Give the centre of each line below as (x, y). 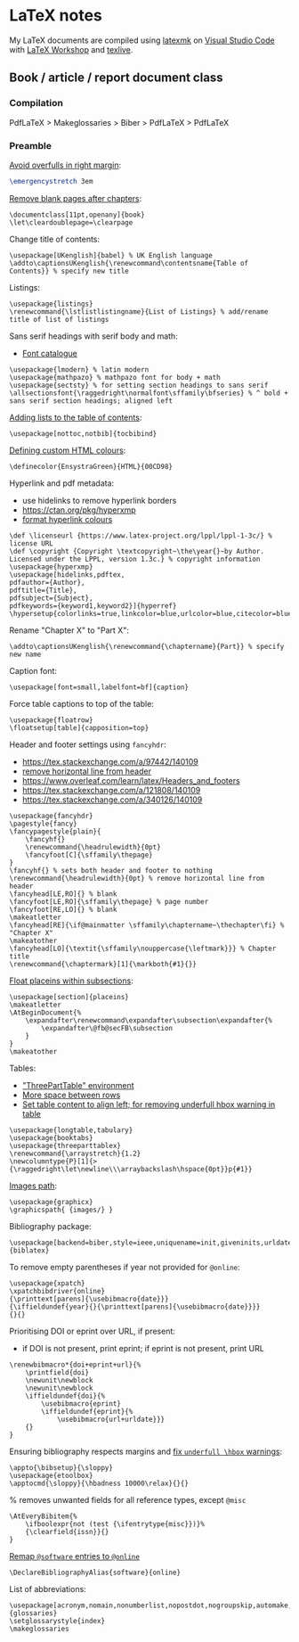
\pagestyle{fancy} (43, 824)
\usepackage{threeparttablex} (65, 1145)
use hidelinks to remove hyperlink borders (99, 500)
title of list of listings (59, 319)
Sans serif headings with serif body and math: (93, 336)
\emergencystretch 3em (51, 181)
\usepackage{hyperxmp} (51, 567)
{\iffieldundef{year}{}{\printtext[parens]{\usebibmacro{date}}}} (135, 1307)
